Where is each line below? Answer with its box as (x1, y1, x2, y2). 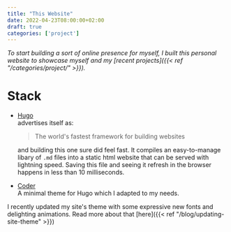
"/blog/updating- (176, 210, 225, 219)
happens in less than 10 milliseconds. (17, 168, 125, 177)
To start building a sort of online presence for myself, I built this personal (7, 49, 217, 57)
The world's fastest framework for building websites (34, 132, 185, 140)
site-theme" (7, 217, 42, 226)
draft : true (7, 23, 42, 30)
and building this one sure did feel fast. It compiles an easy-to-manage (17, 146, 221, 154)
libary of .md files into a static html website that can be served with (17, 153, 209, 161)
